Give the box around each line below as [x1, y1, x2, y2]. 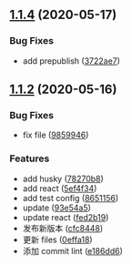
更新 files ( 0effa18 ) [22, 234, 93, 245]
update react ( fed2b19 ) [22, 211, 109, 222]
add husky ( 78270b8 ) [22, 173, 105, 184]
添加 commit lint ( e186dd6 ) [22, 245, 123, 256]
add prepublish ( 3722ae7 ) [22, 55, 121, 66]
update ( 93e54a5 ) [22, 202, 91, 213]
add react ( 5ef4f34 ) [22, 182, 97, 194]
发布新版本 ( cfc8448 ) [22, 222, 104, 233]
